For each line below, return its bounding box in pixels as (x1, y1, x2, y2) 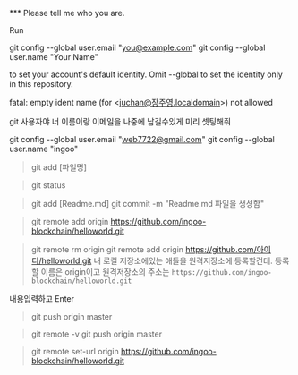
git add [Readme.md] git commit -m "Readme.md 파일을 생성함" (30, 199, 265, 209)
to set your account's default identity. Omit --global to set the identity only (9, 69, 284, 80)
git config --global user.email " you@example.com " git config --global (9, 42, 266, 53)
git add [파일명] (30, 162, 88, 173)
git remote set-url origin (30, 346, 119, 356)
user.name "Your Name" (9, 52, 98, 62)
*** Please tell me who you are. (9, 8, 125, 18)
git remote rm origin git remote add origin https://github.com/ (30, 244, 257, 254)
